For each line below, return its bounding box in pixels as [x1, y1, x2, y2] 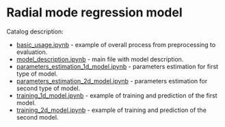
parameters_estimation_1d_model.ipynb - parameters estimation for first [16, 62, 219, 70]
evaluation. [16, 48, 48, 56]
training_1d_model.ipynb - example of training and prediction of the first [16, 91, 217, 100]
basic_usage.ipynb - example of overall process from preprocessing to [16, 40, 216, 48]
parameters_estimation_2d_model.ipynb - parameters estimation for [16, 76, 208, 85]
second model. [16, 113, 59, 121]
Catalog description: [6, 27, 64, 36]
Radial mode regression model [6, 5, 183, 20]
